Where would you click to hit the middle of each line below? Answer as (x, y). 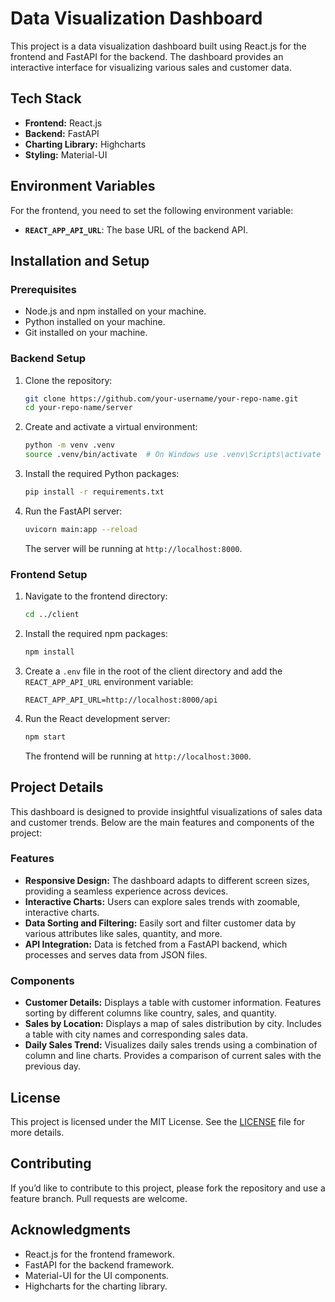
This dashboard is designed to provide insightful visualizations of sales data (166, 811)
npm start (45, 737)
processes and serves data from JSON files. (116, 954)
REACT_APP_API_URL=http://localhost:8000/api (121, 700)
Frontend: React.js (63, 123)
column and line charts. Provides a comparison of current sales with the (173, 1056)
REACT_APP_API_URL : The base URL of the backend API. (136, 229)
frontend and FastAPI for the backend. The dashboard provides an (147, 56)
